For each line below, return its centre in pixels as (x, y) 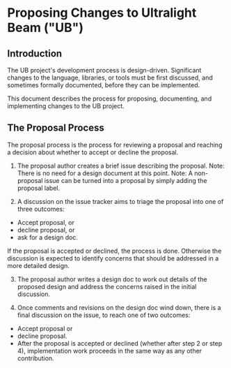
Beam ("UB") (45, 28)
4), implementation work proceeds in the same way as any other (110, 351)
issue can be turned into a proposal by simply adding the (126, 180)
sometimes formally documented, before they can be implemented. (104, 85)
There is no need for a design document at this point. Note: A (105, 173)
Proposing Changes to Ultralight (102, 13)
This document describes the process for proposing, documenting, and (110, 98)
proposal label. (39, 188)
